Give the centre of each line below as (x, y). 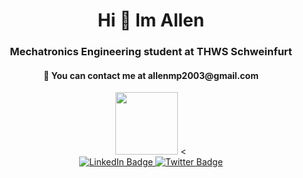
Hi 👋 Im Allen (151, 20)
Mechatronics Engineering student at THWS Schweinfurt (151, 52)
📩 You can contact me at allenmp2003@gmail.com (151, 75)
